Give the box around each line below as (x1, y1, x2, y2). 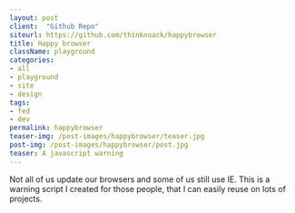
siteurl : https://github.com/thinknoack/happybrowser (9, 30, 218, 39)
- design (9, 89, 43, 98)
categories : (9, 56, 54, 65)
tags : (9, 97, 30, 107)
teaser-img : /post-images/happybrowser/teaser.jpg (9, 132, 205, 141)
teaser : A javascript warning (9, 148, 124, 157)
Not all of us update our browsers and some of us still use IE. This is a (9, 174, 270, 185)
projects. (9, 193, 43, 204)
